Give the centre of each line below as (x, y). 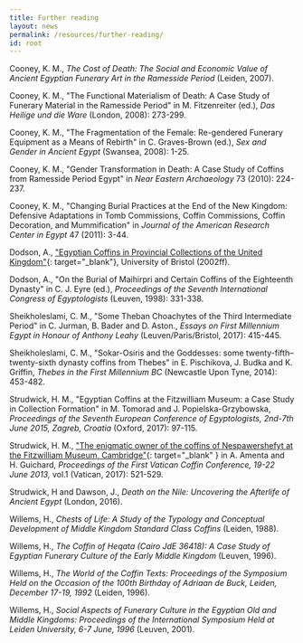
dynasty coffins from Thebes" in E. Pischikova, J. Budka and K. (175, 363)
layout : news (34, 26)
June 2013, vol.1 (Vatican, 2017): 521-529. (87, 475)
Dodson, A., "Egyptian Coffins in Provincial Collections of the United (136, 252)
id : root (26, 43)
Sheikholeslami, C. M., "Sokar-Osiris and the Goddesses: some (127, 353)
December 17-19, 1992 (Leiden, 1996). (80, 592)
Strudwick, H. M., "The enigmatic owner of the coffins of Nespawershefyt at (151, 446)
